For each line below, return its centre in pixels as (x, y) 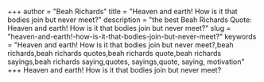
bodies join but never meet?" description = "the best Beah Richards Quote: (130, 20)
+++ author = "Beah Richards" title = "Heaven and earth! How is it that (122, 11)
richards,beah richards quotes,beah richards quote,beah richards (115, 53)
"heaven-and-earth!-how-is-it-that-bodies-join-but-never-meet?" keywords (132, 36)
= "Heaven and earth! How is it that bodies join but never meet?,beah (120, 45)
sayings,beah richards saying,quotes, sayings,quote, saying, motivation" (126, 61)
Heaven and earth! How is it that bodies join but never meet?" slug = (119, 28)
